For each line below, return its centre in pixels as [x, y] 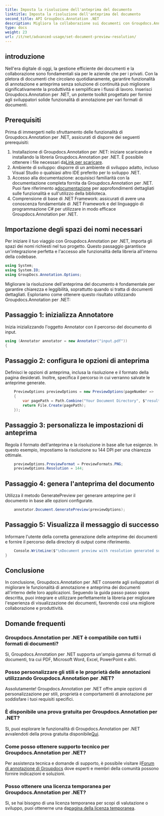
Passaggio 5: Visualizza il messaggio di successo [82, 525]
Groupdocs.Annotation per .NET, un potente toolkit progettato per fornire [78, 94]
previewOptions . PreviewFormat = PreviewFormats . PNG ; [69, 464]
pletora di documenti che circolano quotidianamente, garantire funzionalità [80, 79]
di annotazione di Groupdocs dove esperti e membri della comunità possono [82, 768]
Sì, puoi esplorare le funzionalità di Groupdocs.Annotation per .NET [72, 729]
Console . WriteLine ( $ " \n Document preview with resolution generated [84, 551]
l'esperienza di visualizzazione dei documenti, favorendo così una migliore [80, 603]
